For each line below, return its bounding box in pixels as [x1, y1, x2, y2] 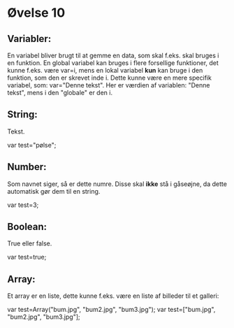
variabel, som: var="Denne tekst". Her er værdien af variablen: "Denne [7, 81, 210, 89]
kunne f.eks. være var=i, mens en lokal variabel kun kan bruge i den [7, 66, 203, 74]
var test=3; [7, 201, 39, 209]
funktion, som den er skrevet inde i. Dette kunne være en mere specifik [7, 73, 212, 82]
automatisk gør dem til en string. [7, 187, 101, 195]
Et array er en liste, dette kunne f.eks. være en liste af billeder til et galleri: [7, 292, 219, 300]
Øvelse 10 [7, 5, 66, 21]
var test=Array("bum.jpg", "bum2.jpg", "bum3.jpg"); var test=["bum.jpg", [7, 306, 216, 314]
